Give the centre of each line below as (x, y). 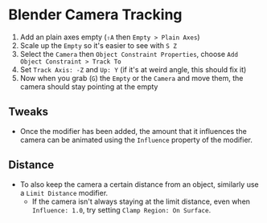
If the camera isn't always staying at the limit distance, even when (141, 201)
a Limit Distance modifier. (64, 193)
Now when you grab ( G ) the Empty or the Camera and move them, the (131, 78)
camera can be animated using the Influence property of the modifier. (136, 140)
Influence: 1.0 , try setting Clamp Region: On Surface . (121, 209)
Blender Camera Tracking (95, 15)
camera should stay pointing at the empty (89, 87)
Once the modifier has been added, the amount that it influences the (133, 131)
